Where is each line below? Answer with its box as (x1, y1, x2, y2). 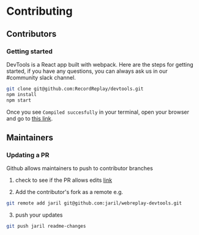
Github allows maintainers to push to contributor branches (6, 165, 153, 172)
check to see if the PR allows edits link (15, 176, 112, 184)
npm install (6, 91, 37, 97)
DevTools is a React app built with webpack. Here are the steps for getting (6, 61, 194, 68)
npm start (6, 97, 32, 103)
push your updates (15, 211, 63, 218)
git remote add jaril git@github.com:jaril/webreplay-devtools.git (6, 200, 182, 206)
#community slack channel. (6, 73, 76, 81)
